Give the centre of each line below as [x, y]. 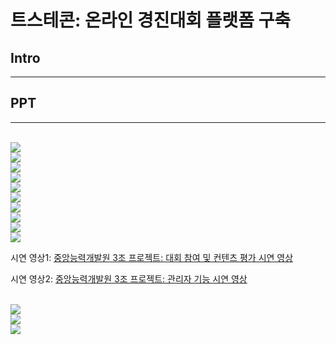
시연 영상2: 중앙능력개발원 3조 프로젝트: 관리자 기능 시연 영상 [129, 278]
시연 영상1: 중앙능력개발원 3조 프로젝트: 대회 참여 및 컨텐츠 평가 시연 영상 [152, 257]
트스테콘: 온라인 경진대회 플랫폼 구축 [151, 20]
